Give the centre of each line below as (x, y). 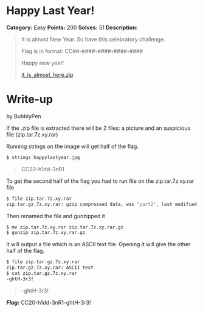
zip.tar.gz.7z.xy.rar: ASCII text (50, 268)
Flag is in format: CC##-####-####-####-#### (82, 51)
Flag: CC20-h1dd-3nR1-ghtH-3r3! (49, 302)
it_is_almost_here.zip (47, 74)
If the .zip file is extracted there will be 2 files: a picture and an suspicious (98, 128)
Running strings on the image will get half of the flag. (72, 146)
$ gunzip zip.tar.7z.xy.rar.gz (46, 233)
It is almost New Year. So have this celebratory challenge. (93, 39)
